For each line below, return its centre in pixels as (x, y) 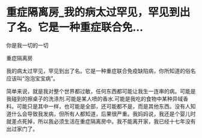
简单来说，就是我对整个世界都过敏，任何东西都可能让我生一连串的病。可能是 (101, 91)
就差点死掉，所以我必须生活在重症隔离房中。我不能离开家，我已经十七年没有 (101, 121)
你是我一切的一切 (27, 45)
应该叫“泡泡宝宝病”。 (32, 78)
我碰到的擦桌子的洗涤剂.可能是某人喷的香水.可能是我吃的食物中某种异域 (95, 99)
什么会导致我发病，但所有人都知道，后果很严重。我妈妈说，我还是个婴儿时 (103, 114)
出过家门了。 (22, 129)
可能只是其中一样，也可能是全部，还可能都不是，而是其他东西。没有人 (103, 106)
